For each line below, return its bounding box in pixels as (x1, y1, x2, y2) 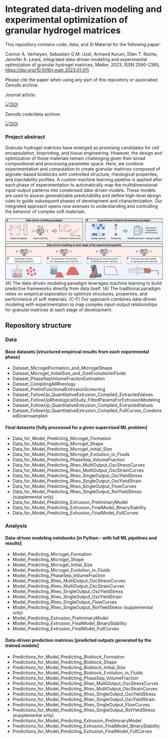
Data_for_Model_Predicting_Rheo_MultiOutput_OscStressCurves (12, 462, 145, 468)
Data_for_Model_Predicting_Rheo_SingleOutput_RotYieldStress (12, 489, 142, 495)
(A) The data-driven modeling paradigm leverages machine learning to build (5, 280, 162, 286)
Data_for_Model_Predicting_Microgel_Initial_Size (12, 446, 112, 452)
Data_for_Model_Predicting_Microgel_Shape (12, 441, 103, 447)
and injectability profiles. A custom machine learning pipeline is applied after (5, 177, 162, 183)
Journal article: (5, 92, 36, 98)
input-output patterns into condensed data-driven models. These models (5, 187, 156, 193)
